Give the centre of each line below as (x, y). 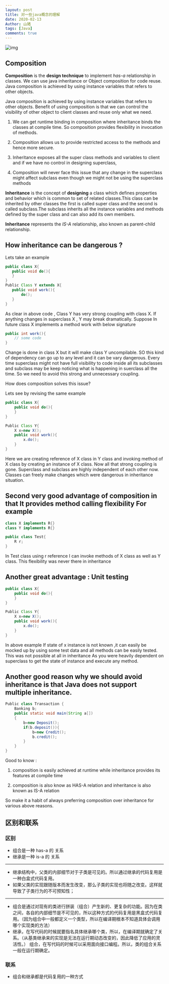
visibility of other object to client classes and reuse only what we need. (79, 112)
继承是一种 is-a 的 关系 (36, 857)
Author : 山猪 (18, 24)
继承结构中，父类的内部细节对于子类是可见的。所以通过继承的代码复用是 (87, 872)
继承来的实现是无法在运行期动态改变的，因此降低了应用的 (96, 938)
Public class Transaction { (35, 704)
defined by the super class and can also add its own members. (70, 214)
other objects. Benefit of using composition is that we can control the (77, 107)
